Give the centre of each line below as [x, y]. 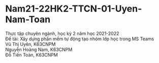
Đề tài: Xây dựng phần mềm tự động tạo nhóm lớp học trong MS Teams [80, 39]
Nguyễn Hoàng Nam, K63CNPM [39, 49]
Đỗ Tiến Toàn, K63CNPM [32, 55]
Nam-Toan [28, 19]
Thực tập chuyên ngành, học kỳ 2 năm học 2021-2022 [62, 33]
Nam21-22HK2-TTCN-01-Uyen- [74, 9]
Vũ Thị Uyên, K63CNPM [30, 44]
